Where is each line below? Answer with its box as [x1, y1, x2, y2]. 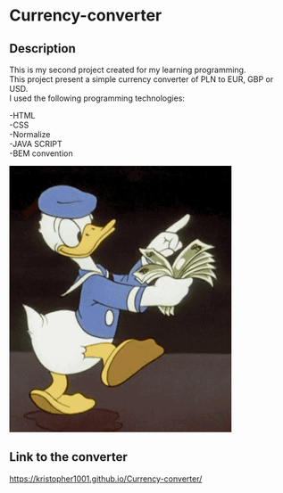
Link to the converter [9, 449, 128, 464]
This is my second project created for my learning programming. [9, 64, 246, 75]
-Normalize [9, 129, 51, 139]
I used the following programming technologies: [9, 93, 186, 103]
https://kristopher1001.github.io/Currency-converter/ [9, 473, 203, 484]
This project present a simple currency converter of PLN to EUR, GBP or [9, 74, 274, 85]
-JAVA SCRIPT [9, 139, 62, 149]
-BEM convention [9, 148, 73, 159]
